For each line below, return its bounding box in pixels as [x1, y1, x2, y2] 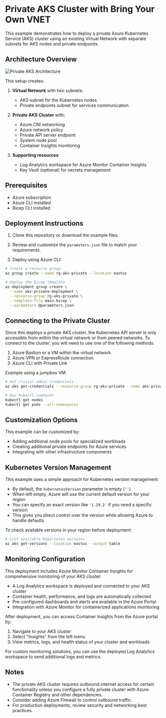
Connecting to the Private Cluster [5, 316, 110, 325]
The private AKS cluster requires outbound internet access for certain [12, 681, 155, 687]
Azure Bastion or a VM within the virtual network [12, 350, 111, 356]
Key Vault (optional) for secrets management [19, 167, 111, 173]
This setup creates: [5, 78, 44, 84]
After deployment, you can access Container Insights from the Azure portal [5, 613, 158, 619]
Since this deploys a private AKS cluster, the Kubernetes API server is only [5, 330, 157, 336]
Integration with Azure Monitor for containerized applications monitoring [12, 604, 160, 610]
